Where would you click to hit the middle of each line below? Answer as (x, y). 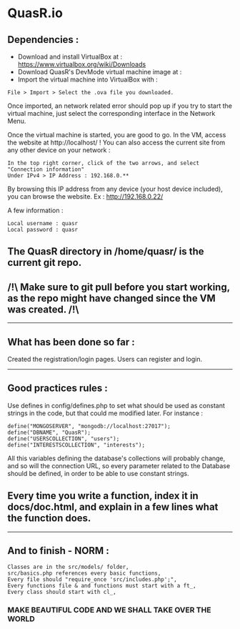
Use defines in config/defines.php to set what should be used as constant (116, 405)
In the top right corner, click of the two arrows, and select (104, 163)
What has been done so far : (71, 342)
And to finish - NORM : (58, 551)
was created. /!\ (44, 309)
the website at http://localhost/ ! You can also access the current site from (116, 142)
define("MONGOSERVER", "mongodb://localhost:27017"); (89, 426)
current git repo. (45, 263)
